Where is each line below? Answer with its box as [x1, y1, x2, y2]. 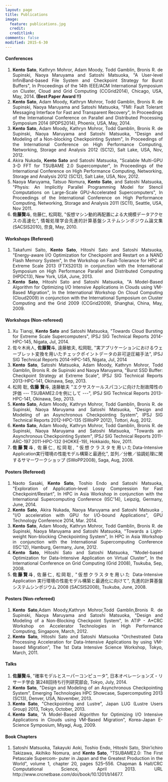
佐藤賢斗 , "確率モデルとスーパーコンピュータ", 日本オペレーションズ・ [12, 673, 159, 679]
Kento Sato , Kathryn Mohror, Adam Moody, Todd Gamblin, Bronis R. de [12, 66, 163, 73]
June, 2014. [12, 501, 37, 507]
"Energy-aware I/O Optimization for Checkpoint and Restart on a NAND [12, 252, 163, 258]
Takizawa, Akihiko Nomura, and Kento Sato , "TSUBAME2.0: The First [12, 750, 163, 756]
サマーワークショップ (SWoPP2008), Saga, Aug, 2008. [21, 457, 134, 463]
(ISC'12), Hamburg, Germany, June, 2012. [12, 544, 98, 550]
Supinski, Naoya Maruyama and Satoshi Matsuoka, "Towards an [12, 428, 163, 434]
